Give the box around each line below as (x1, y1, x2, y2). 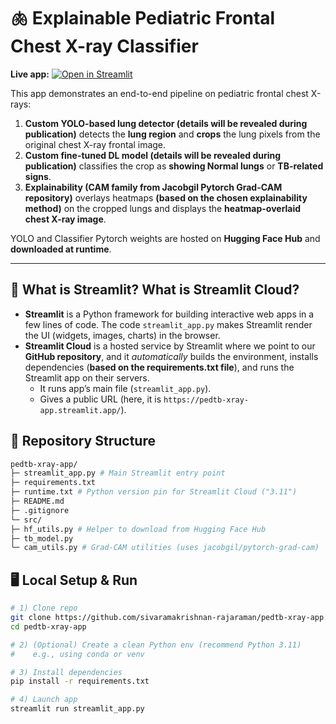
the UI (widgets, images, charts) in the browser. (24, 329, 221, 341)
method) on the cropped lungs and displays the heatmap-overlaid (24, 202, 302, 214)
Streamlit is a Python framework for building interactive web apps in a (24, 308, 315, 320)
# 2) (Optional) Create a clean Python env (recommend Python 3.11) (10, 640, 302, 650)
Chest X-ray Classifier (10, 35, 199, 58)
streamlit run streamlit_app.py (10, 704, 145, 714)
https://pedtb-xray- (163, 395, 250, 405)
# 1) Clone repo (10, 603, 78, 614)
